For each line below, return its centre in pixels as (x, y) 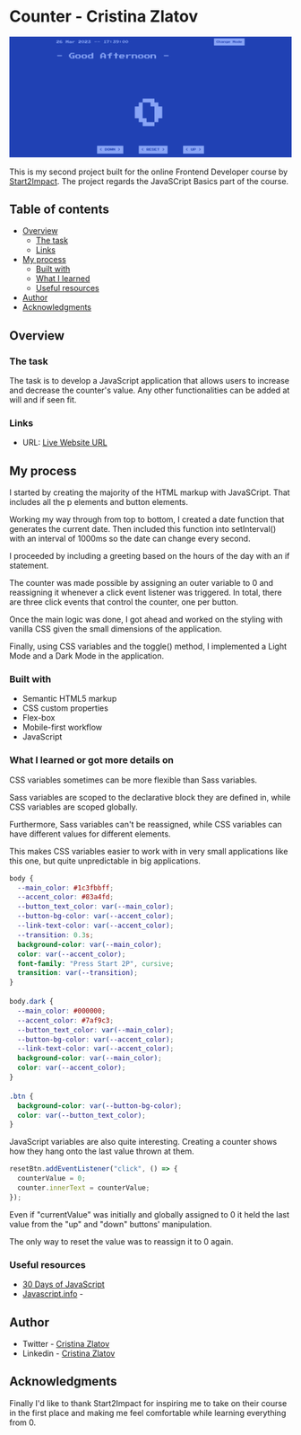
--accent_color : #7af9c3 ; (66, 1020)
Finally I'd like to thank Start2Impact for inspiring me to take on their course (148, 1403)
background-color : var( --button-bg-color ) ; (99, 1106)
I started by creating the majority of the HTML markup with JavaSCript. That (150, 492)
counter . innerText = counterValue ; (84, 1188)
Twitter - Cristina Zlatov (66, 1343)
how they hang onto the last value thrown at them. (102, 1151)
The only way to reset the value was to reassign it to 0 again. (121, 1241)
